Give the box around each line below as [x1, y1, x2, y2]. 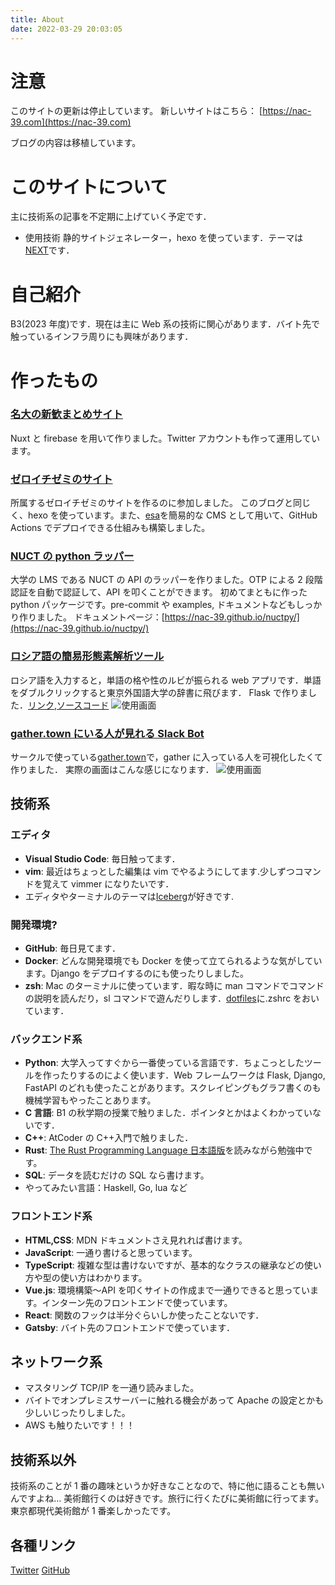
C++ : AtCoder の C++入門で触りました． [24, 1132, 194, 1144]
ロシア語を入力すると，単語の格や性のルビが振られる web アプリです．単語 [10, 674, 322, 686]
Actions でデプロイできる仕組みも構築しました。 [10, 522, 211, 534]
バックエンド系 [10, 1032, 83, 1046]
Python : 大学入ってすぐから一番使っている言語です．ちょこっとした [24, 1057, 305, 1069]
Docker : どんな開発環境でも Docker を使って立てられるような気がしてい [24, 954, 323, 966]
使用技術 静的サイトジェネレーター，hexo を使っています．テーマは [24, 232, 304, 244]
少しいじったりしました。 [24, 1407, 131, 1419]
